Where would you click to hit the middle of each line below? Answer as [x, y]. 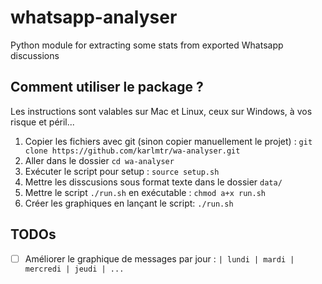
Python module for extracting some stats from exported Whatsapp [147, 45]
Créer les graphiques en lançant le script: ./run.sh [129, 203]
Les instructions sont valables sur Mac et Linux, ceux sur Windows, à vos [161, 111]
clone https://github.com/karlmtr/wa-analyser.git [132, 151]
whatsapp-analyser [94, 17]
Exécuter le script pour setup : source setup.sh [122, 171]
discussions [35, 55]
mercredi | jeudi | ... [74, 269]
